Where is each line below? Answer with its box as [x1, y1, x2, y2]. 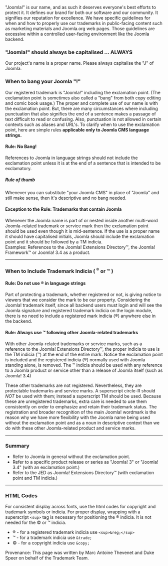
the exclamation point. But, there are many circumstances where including [5, 105, 158, 111]
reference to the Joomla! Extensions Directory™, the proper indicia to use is [5, 346, 160, 352]
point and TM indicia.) [12, 475, 58, 481]
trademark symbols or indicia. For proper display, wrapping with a [5, 509, 141, 515]
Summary [5, 442, 30, 449]
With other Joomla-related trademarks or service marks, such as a [5, 341, 142, 347]
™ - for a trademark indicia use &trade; [12, 534, 92, 541]
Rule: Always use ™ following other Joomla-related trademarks [5, 330, 138, 336]
